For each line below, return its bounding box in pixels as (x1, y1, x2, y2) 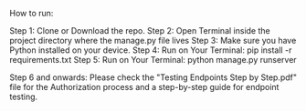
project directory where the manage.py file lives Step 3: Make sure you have (9, 35, 297, 45)
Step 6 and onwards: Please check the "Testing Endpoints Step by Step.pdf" (9, 72, 297, 83)
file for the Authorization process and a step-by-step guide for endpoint (9, 82, 280, 92)
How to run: (9, 8, 54, 18)
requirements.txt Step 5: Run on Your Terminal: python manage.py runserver (9, 55, 297, 65)
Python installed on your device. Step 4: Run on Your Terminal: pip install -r (9, 45, 292, 55)
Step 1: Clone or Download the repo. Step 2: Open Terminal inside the (9, 25, 271, 35)
